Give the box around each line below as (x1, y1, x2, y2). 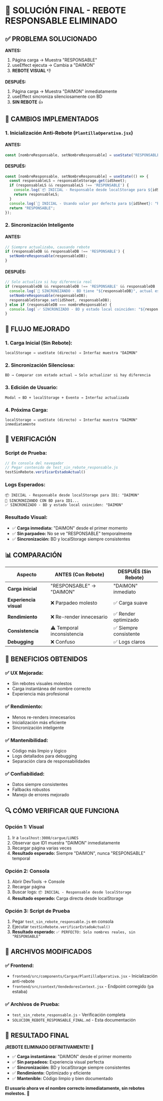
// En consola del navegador (5, 461, 64, 466)
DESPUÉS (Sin (117, 568, 151, 575)
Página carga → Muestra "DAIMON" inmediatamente (12, 88, 117, 94)
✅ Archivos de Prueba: (5, 1001, 60, 1008)
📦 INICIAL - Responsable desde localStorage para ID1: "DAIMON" (5, 493, 140, 498)
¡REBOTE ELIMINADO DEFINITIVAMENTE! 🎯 (5, 1044, 94, 1050)
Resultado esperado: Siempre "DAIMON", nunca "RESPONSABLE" (12, 850, 146, 856)
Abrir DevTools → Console (12, 879, 65, 885)
